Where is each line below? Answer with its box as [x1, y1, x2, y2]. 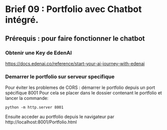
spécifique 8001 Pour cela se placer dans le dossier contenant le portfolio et [5, 90, 162, 96]
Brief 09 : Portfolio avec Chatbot [5, 4, 142, 15]
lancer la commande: [5, 95, 48, 101]
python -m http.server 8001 [5, 105, 64, 110]
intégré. [5, 14, 39, 26]
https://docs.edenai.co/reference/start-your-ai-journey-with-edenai [5, 60, 145, 66]
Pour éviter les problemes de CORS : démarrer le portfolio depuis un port [5, 84, 155, 91]
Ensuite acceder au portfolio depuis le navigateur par [5, 114, 114, 120]
